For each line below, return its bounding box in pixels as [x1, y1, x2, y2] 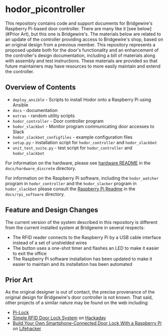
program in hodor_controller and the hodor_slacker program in [5, 180, 137, 186]
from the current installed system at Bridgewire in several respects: [5, 225, 145, 231]
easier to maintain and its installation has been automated [12, 261, 133, 267]
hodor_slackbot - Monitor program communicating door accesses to [12, 123, 155, 129]
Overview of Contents [5, 83, 76, 92]
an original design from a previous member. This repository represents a [5, 41, 155, 47]
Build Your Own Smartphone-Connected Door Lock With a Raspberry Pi [12, 320, 162, 326]
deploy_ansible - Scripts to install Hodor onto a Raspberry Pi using [12, 96, 151, 102]
